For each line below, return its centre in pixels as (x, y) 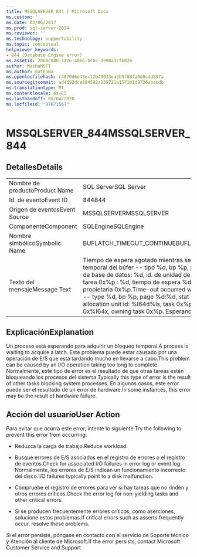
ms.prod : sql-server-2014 (38, 28)
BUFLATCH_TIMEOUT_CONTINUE (129, 243)
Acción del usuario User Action (63, 414)
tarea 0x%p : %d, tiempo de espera (132, 282)
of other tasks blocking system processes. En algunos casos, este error (93, 383)
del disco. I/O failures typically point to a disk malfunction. (84, 476)
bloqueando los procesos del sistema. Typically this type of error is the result (98, 377)
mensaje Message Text (40, 289)
